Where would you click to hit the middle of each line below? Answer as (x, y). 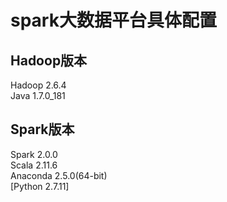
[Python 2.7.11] (40, 186)
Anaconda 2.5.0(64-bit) (59, 175)
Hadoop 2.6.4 (38, 85)
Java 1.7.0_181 (38, 95)
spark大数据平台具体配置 (113, 20)
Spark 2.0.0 (34, 154)
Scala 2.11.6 (34, 165)
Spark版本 (42, 129)
